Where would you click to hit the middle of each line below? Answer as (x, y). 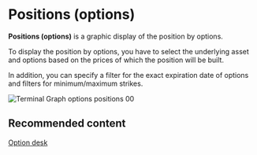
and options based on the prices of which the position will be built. (116, 60)
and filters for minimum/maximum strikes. (76, 83)
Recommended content (67, 124)
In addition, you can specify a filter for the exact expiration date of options (128, 75)
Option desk (28, 142)
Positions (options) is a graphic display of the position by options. (115, 36)
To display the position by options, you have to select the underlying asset (129, 51)
